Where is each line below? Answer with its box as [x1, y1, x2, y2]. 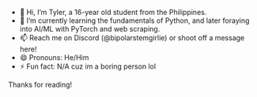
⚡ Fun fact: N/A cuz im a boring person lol [19, 62, 157, 71]
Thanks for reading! [8, 80, 73, 89]
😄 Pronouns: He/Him [19, 53, 89, 62]
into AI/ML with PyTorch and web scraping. [19, 24, 161, 33]
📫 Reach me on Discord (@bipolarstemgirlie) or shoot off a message [19, 33, 245, 43]
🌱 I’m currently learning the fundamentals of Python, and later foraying [19, 16, 250, 25]
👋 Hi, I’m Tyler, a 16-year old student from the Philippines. [19, 8, 207, 17]
